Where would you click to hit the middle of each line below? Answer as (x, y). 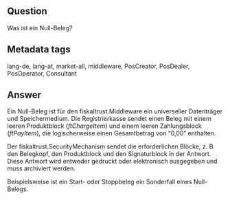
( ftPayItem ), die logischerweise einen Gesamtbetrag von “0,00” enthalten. (112, 133)
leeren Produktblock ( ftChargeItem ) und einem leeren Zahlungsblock (104, 126)
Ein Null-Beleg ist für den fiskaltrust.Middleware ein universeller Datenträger (115, 111)
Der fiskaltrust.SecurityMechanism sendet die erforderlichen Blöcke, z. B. (111, 146)
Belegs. (18, 189)
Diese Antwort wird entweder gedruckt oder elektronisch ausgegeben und (112, 162)
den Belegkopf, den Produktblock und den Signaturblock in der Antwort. (109, 154)
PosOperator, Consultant (42, 73)
